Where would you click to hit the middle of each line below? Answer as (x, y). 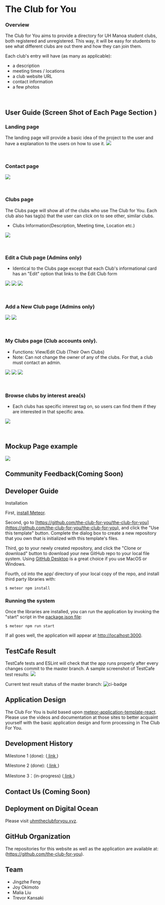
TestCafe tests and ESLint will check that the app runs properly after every (82, 663)
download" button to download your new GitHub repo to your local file (77, 553)
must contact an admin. (37, 362)
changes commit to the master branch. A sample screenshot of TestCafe (80, 669)
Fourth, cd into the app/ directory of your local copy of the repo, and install (82, 574)
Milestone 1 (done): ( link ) (32, 756)
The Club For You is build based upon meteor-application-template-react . (81, 712)
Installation (16, 503)
